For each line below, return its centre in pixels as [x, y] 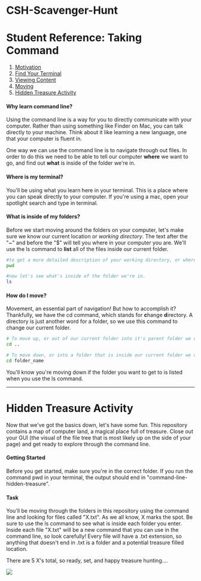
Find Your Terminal [38, 74]
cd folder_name [25, 361]
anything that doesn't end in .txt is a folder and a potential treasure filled [95, 543]
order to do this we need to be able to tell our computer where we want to [97, 157]
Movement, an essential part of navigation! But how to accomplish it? [91, 308]
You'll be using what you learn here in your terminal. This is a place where [97, 190]
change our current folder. [39, 328]
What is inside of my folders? [43, 217]
